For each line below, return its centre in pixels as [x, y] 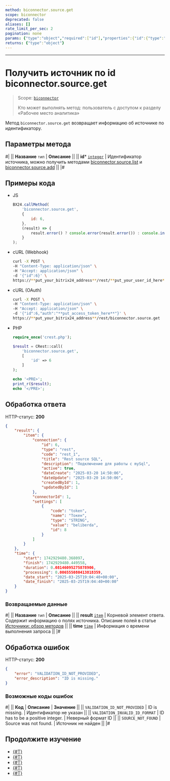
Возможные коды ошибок [39, 696]
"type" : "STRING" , [70, 520]
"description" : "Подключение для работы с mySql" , [96, 464]
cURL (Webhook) [30, 252]
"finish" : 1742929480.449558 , [55, 563]
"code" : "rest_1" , [61, 454]
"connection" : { [49, 440]
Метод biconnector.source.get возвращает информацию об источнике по [85, 123]
